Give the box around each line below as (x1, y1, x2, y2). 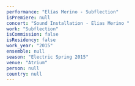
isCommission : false (6, 31, 59, 38)
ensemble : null (6, 48, 45, 55)
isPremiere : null (6, 15, 51, 21)
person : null (6, 65, 40, 71)
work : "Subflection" (6, 25, 59, 32)
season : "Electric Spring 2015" (6, 54, 89, 60)
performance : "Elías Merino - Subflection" (6, 8, 119, 15)
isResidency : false (6, 37, 56, 43)
